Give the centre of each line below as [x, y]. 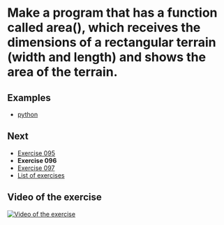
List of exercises [41, 175]
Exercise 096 [37, 160]
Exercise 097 [36, 168]
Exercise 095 [36, 153]
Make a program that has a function [112, 13]
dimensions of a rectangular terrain [112, 42]
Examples [29, 98]
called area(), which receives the [104, 28]
